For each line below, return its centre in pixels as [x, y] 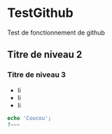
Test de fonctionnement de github [56, 32]
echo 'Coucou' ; [29, 118]
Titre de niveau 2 [45, 55]
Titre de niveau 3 [37, 75]
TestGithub [40, 13]
